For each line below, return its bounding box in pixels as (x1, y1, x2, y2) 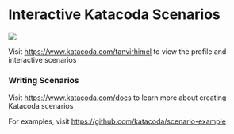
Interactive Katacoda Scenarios (8, 6, 221, 24)
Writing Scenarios (8, 75, 79, 86)
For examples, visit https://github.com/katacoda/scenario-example (8, 117, 226, 126)
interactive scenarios (8, 55, 77, 64)
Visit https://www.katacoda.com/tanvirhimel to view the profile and (8, 46, 227, 56)
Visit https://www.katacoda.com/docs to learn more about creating (8, 93, 227, 102)
